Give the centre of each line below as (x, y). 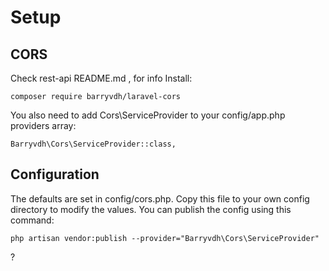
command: (32, 220)
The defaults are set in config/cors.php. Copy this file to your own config (160, 198)
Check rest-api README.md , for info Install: (101, 78)
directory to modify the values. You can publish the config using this (151, 209)
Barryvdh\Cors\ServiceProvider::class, (93, 144)
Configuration (55, 174)
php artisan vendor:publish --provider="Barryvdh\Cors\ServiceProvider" (165, 238)
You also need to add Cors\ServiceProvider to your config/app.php (148, 115)
